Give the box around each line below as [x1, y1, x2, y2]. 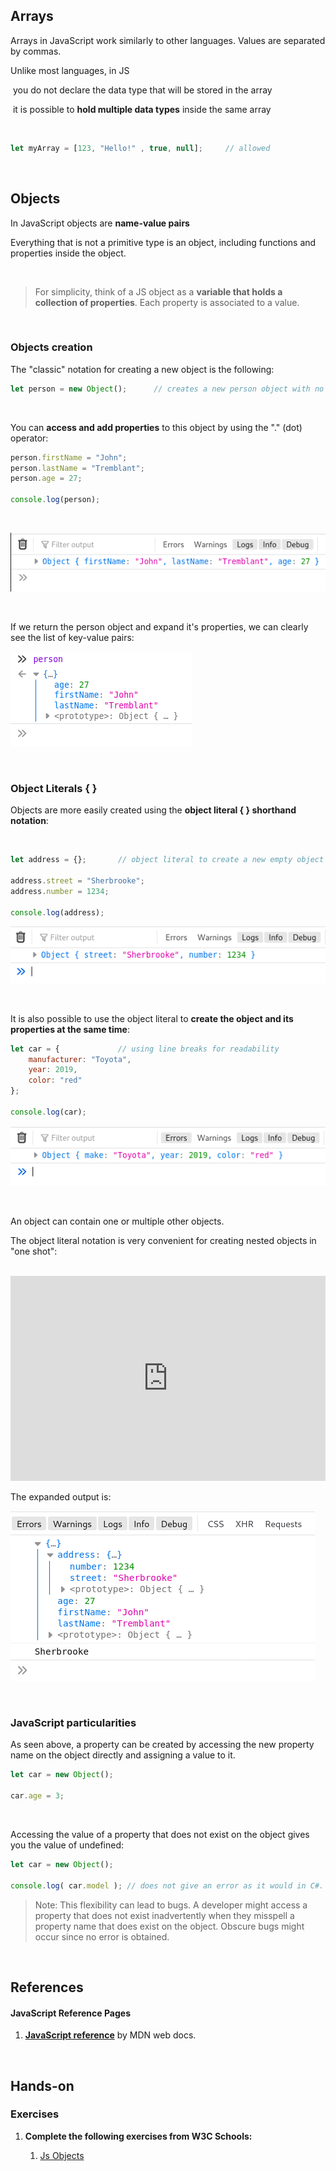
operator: [10, 432, 49, 444]
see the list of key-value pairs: [10, 631, 135, 643]
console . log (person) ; [10, 495, 101, 505]
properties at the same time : [10, 1023, 130, 1035]
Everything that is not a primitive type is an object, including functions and [10, 236, 317, 248]
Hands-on [10, 2077, 75, 2094]
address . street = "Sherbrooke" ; [10, 876, 145, 886]
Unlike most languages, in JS [10, 64, 130, 76]
